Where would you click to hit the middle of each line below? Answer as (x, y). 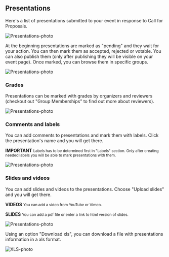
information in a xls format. (33, 239)
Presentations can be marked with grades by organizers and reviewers (79, 96)
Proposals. (16, 26)
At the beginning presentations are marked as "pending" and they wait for (82, 46)
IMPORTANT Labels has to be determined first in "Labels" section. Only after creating (82, 151)
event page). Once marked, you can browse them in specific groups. (77, 62)
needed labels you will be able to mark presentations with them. (61, 155)
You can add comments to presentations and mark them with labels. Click (82, 135)
